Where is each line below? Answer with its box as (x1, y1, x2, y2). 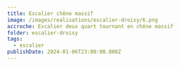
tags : (7, 36, 23, 43)
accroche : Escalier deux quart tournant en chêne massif (7, 23, 174, 30)
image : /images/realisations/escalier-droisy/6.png (7, 16, 158, 23)
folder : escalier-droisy (7, 29, 78, 36)
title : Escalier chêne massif (7, 10, 94, 17)
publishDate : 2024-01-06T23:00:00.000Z (7, 49, 122, 56)
